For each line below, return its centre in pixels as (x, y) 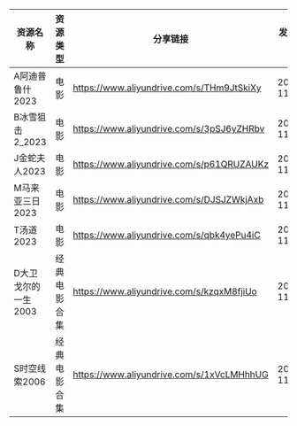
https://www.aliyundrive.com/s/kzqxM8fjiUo (165, 291)
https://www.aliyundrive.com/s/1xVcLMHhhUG (171, 374)
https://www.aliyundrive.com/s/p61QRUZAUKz (171, 164)
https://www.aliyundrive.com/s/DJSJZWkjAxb (168, 200)
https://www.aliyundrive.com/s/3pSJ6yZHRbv (169, 129)
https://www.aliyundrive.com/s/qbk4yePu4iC (167, 235)
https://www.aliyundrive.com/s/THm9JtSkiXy (168, 88)
